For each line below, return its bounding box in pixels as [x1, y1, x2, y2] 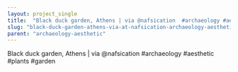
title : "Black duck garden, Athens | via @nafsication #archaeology [7, 17, 220, 24]
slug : [7, 23, 23, 30]
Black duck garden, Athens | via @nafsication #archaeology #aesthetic [7, 49, 215, 58]
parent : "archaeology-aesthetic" [7, 30, 106, 37]
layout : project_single [7, 10, 78, 18]
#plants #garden [7, 57, 56, 66]
